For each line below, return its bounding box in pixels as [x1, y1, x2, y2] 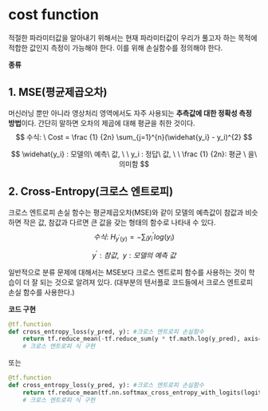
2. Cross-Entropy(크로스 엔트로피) [8, 185, 174, 199]
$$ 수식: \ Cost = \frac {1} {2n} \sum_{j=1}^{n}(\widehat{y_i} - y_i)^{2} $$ [15, 132, 253, 141]
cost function [8, 6, 100, 24]
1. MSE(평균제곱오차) [8, 85, 108, 99]
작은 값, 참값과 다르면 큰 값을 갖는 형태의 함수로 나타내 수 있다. [22, 217, 216, 227]
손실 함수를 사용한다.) [8, 287, 75, 297]
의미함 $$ [118, 159, 150, 168]
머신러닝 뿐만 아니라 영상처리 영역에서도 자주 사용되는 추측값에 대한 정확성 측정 [8, 108, 253, 117]
